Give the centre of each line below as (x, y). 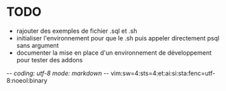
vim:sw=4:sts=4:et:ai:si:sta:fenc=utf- (163, 73)
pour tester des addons (49, 60)
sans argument (37, 45)
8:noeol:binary (27, 80)
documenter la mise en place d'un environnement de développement (114, 53)
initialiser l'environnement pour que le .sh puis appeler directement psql (118, 38)
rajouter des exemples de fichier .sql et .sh (77, 31)
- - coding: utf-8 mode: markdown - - (58, 73)
